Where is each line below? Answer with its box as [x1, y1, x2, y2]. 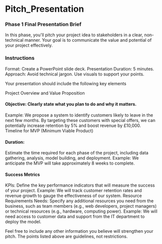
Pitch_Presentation [5, 3, 84, 15]
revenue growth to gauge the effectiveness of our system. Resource [5, 193, 142, 199]
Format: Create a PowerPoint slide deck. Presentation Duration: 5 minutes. [5, 66, 155, 72]
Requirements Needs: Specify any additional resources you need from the [5, 198, 154, 204]
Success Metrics [5, 171, 40, 177]
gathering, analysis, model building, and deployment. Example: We [5, 155, 139, 161]
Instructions [5, 55, 35, 62]
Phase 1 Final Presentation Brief [5, 21, 82, 28]
